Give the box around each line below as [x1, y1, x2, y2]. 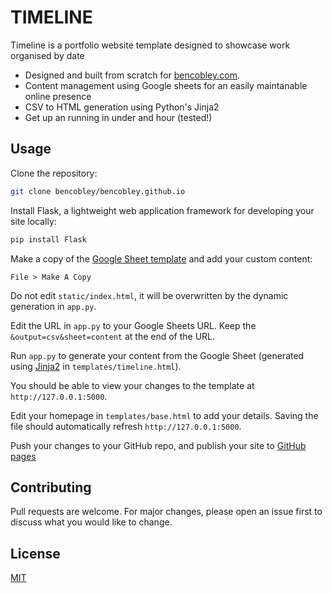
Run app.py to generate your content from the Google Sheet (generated [10, 349, 305, 361]
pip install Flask [10, 234, 87, 245]
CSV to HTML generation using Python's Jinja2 [24, 101, 220, 113]
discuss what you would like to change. [10, 516, 173, 528]
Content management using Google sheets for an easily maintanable [24, 79, 308, 91]
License [10, 545, 61, 562]
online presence [24, 90, 92, 102]
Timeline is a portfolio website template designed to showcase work [10, 39, 291, 51]
